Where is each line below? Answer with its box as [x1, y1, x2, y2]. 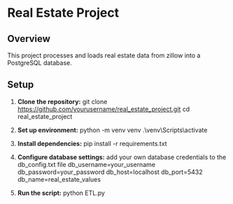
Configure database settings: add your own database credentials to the [17, 152, 227, 161]
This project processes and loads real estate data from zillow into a [7, 51, 201, 59]
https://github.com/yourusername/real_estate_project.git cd [17, 105, 190, 113]
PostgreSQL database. [7, 59, 72, 67]
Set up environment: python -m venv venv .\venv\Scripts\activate [17, 126, 208, 134]
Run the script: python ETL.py [17, 189, 105, 197]
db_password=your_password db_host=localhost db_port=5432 [17, 168, 203, 176]
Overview [7, 33, 51, 45]
